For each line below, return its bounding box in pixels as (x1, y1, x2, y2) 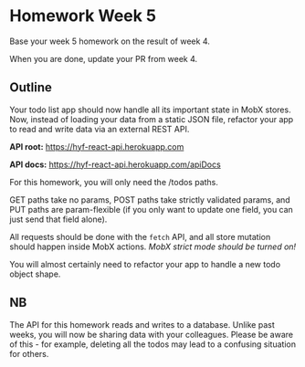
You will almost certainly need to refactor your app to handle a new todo (9, 258, 281, 269)
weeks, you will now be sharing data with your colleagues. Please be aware (9, 329, 294, 340)
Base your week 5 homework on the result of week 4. (9, 36, 210, 47)
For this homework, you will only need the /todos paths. (9, 176, 219, 187)
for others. (9, 348, 49, 359)
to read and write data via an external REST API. (9, 123, 190, 134)
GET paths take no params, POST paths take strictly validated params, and (9, 194, 290, 205)
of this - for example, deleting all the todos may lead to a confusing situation (9, 339, 297, 350)
